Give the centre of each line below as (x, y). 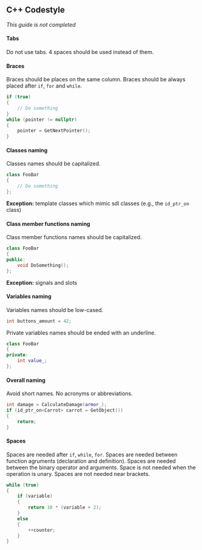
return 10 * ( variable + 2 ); (65, 508)
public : (16, 260)
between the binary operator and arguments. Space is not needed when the (101, 467)
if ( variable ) (35, 496)
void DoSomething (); (43, 265)
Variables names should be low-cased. (55, 310)
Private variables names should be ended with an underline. (81, 333)
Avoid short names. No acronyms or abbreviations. (69, 393)
